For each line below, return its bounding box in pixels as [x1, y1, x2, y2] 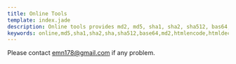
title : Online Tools [7, 10, 68, 17]
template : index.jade [7, 17, 71, 24]
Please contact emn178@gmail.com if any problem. [7, 49, 156, 57]
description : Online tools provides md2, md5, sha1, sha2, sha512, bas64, [7, 23, 231, 30]
